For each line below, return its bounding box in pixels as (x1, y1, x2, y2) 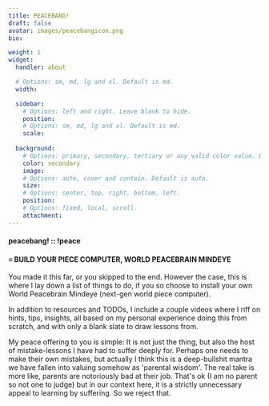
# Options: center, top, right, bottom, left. (22, 189, 181, 197)
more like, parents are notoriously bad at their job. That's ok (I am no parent (8, 372, 258, 381)
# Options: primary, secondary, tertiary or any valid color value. (22, 151, 256, 160)
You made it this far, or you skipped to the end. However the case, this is (8, 272, 247, 282)
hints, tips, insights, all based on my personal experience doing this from (8, 313, 247, 323)
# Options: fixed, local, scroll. (22, 204, 138, 212)
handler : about (15, 63, 66, 72)
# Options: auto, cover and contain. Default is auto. (22, 174, 210, 183)
